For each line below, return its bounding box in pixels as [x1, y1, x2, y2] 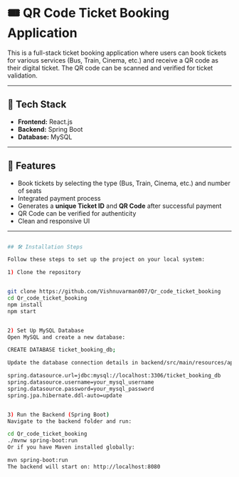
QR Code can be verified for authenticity [17, 209, 137, 217]
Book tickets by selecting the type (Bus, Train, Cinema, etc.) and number [17, 179, 231, 187]
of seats [17, 186, 42, 195]
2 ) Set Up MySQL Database [7, 327, 84, 334]
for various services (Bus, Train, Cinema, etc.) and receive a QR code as [7, 56, 219, 64]
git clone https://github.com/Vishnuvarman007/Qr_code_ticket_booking [7, 288, 221, 295]
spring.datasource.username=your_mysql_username [7, 379, 154, 386]
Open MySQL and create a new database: [7, 333, 126, 341]
